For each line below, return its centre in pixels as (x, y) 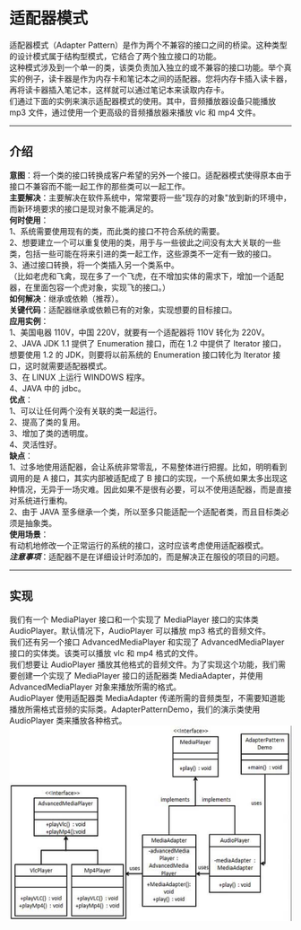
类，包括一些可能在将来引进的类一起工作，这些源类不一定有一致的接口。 (142, 253)
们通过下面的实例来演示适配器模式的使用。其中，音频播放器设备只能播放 (142, 101)
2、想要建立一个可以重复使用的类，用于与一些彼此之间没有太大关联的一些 (145, 242)
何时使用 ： (29, 220)
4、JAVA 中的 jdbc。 (48, 388)
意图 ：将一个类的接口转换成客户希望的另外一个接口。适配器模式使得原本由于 (150, 175)
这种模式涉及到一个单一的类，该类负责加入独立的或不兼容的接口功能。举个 (146, 67)
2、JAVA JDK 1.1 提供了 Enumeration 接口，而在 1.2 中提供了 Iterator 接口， (148, 343)
